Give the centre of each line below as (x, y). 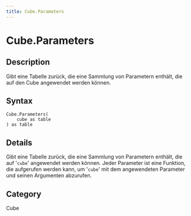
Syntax (19, 101)
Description (28, 62)
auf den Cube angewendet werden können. (59, 82)
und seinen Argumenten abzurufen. (49, 176)
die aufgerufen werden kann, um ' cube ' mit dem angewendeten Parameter (95, 169)
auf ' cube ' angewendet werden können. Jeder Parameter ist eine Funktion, (96, 163)
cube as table (34, 120)
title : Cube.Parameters (35, 11)
